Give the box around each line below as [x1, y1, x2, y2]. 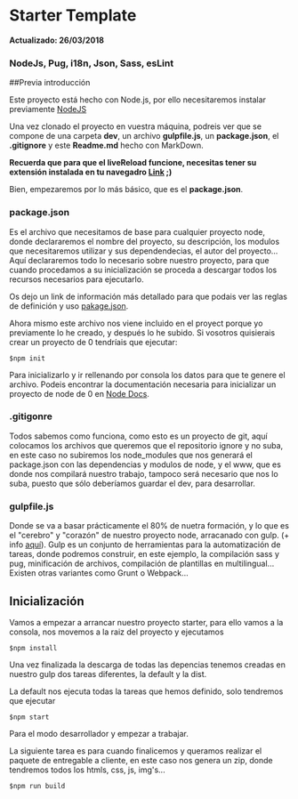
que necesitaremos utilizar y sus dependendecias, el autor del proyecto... [9, 246, 278, 256]
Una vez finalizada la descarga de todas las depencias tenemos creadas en [9, 659, 286, 670]
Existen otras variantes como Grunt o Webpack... [9, 568, 189, 578]
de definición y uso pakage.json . [9, 300, 129, 311]
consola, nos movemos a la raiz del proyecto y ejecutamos [9, 626, 224, 637]
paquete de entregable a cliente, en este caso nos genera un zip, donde [9, 755, 273, 765]
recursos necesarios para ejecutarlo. [9, 273, 144, 285]
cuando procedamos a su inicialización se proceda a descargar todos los [9, 264, 278, 275]
